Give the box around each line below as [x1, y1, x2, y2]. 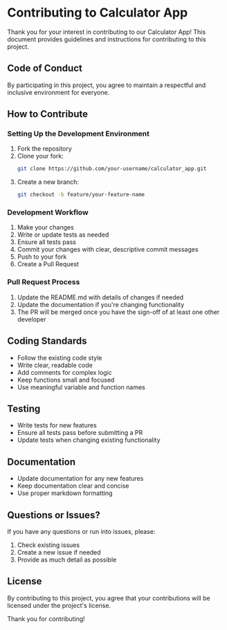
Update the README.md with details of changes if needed [17, 293, 184, 302]
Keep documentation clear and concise [17, 482, 129, 490]
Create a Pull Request [17, 260, 80, 268]
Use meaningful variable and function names [17, 382, 145, 391]
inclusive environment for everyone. [7, 88, 110, 96]
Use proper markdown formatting [17, 489, 113, 497]
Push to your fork [17, 252, 67, 261]
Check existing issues [17, 541, 80, 549]
